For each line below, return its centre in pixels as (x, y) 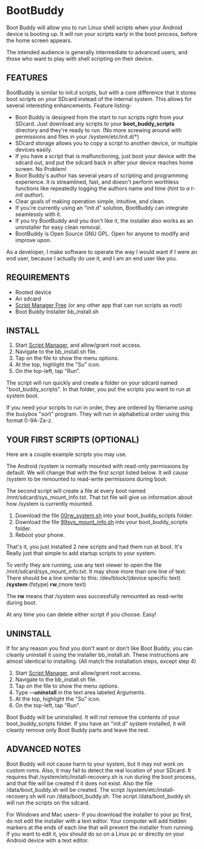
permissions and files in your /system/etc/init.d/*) (77, 136)
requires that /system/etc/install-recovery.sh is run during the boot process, (101, 777)
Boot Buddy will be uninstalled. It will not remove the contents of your (93, 717)
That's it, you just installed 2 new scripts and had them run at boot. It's (94, 547)
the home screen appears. (39, 40)
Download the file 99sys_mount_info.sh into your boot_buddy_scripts (101, 522)
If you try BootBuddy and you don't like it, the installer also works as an (104, 220)
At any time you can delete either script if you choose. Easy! (81, 615)
